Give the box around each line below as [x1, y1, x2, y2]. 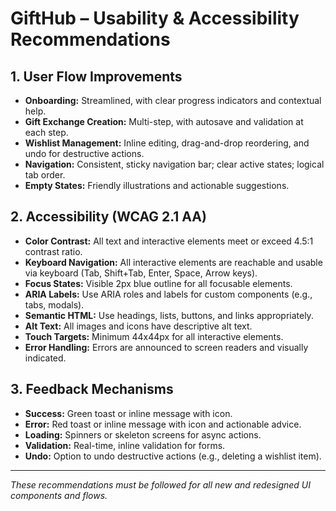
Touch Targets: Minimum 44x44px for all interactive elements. [24, 330, 284, 342]
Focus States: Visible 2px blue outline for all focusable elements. [24, 277, 293, 289]
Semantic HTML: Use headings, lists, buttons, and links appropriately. [24, 309, 314, 321]
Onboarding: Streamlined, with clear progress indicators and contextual [24, 95, 322, 106]
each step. [24, 127, 69, 138]
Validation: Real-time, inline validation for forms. [24, 439, 226, 451]
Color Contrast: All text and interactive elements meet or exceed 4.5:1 [24, 235, 314, 247]
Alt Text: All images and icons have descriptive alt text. [24, 320, 253, 332]
